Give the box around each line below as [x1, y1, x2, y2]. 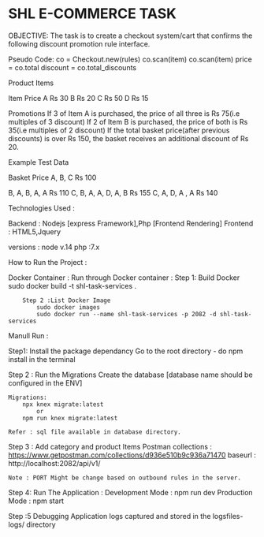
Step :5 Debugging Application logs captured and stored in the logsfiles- [8, 511, 244, 520]
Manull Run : [8, 330, 49, 340]
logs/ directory [8, 520, 57, 529]
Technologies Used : [8, 203, 75, 213]
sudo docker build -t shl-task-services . [8, 281, 137, 290]
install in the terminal [8, 354, 76, 364]
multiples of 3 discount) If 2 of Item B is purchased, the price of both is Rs [8, 117, 248, 126]
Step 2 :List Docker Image [22, 296, 111, 304]
